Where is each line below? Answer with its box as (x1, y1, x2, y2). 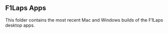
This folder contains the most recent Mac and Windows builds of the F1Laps (5, 17, 163, 23)
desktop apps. (5, 22, 35, 28)
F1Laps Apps (5, 4, 46, 12)
